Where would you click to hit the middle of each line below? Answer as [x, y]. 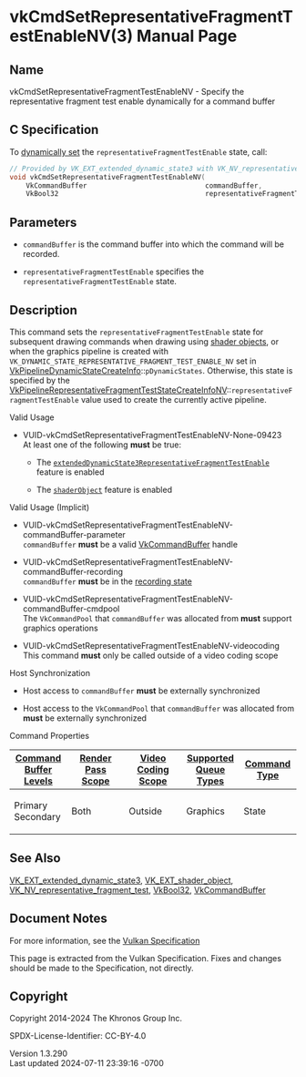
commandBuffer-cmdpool [71, 609]
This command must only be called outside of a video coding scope [150, 655]
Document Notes [58, 919]
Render [96, 758]
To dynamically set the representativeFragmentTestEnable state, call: [138, 151]
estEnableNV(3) [71, 36]
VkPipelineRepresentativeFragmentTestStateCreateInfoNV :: [121, 390]
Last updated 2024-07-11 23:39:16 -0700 [87, 1063]
